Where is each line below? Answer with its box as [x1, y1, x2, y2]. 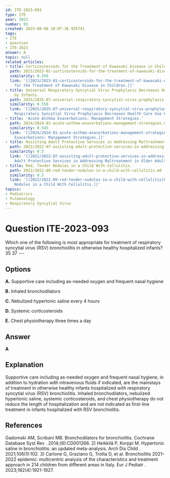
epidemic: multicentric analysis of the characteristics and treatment [17, 456, 158, 462]
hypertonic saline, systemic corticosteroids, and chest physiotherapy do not [5, 395, 163, 401]
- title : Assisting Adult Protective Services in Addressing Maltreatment [5, 140, 166, 145]
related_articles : [5, 59, 44, 64]
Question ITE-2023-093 [5, 223, 109, 234]
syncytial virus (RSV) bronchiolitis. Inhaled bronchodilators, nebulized [5, 390, 150, 396]
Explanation [5, 361, 44, 369]
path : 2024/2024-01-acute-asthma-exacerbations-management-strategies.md [10, 120, 168, 126]
